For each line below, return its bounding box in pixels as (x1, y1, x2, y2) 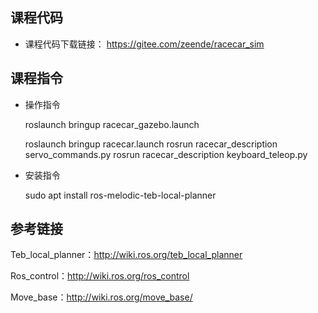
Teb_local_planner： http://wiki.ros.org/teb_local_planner (10, 249, 243, 261)
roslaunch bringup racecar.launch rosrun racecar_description (24, 138, 278, 150)
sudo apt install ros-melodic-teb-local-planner (24, 189, 217, 201)
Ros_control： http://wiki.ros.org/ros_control (10, 270, 190, 282)
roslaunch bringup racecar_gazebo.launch (24, 118, 200, 130)
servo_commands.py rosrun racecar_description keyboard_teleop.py (24, 148, 308, 160)
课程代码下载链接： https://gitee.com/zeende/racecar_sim (24, 38, 265, 50)
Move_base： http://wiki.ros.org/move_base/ (10, 291, 193, 303)
